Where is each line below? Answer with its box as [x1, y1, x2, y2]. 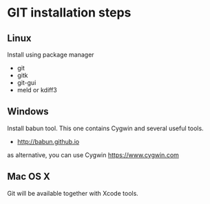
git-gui [17, 79, 36, 87]
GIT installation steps [7, 5, 132, 21]
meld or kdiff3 [17, 86, 57, 94]
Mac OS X [7, 171, 50, 183]
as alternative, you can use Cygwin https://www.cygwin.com [7, 150, 179, 159]
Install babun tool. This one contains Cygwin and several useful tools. [7, 124, 204, 132]
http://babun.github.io [17, 137, 80, 145]
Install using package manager [7, 50, 94, 59]
